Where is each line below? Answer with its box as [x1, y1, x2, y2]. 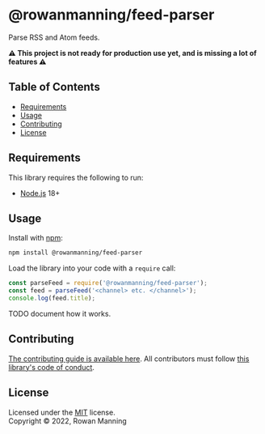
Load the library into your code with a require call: [8, 263, 176, 273]
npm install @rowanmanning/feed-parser [8, 249, 143, 257]
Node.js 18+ [19, 188, 61, 198]
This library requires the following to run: [8, 172, 144, 182]
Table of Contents [8, 80, 101, 94]
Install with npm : [8, 233, 63, 243]
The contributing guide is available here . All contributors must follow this [8, 354, 250, 364]
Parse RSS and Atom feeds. [8, 32, 100, 42]
